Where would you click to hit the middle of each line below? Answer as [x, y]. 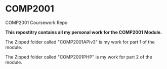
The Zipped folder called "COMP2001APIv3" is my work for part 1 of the [80, 42]
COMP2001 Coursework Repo [36, 22]
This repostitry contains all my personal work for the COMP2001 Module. [84, 32]
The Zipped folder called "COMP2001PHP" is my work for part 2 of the [79, 57]
